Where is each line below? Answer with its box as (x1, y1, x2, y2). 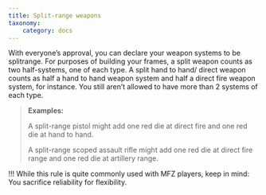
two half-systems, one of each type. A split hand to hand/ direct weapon (8, 65, 246, 75)
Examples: (27, 106, 64, 115)
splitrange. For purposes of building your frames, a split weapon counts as (8, 57, 252, 66)
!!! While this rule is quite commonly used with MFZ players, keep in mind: (8, 169, 249, 179)
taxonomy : (8, 19, 41, 27)
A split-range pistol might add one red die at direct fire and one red (27, 121, 248, 131)
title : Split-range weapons (8, 11, 102, 20)
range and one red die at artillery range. (27, 154, 159, 163)
